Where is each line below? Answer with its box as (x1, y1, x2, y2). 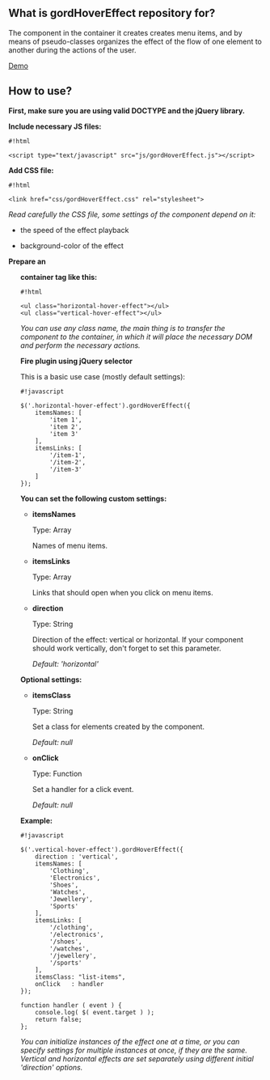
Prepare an (8, 256, 46, 266)
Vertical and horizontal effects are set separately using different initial (19, 1053, 255, 1063)
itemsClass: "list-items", (35, 972, 126, 981)
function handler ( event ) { (19, 1001, 123, 1010)
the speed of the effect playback (19, 225, 129, 235)
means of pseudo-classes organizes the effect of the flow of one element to (8, 36, 263, 46)
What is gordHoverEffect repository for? (8, 6, 216, 20)
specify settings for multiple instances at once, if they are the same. (19, 1045, 248, 1055)
